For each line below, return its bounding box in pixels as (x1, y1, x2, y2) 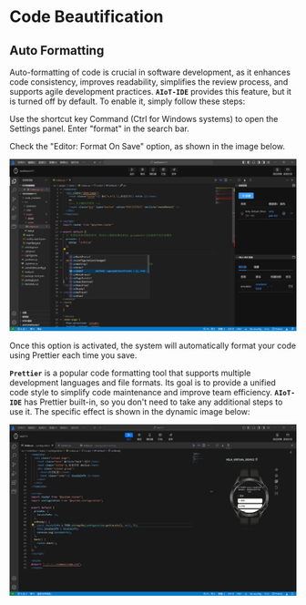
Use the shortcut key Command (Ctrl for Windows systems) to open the (9, 114, 279, 124)
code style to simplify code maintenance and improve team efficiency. (9, 386, 273, 397)
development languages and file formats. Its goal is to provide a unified (9, 376, 276, 388)
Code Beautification (9, 6, 164, 27)
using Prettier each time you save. (9, 349, 138, 361)
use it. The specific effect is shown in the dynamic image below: (9, 405, 250, 416)
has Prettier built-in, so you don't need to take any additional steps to (24, 396, 283, 407)
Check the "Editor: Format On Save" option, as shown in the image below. (9, 141, 285, 151)
